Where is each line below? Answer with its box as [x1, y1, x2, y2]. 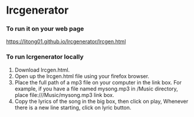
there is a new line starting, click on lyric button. [14, 104, 131, 111]
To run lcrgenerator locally [6, 53, 84, 61]
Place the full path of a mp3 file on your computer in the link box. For [14, 79, 182, 86]
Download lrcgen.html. [14, 66, 70, 73]
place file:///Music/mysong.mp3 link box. [14, 91, 114, 98]
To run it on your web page [6, 25, 84, 33]
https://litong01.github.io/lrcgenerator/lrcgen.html [6, 38, 126, 45]
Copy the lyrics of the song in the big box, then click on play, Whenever [14, 97, 189, 105]
